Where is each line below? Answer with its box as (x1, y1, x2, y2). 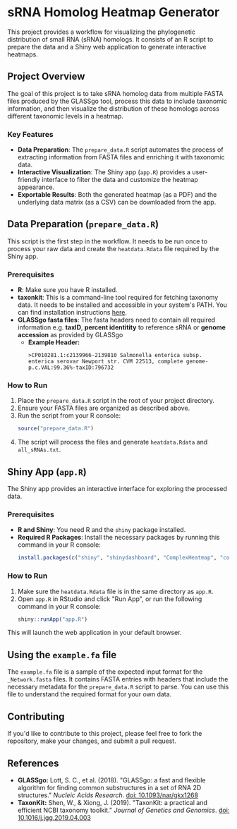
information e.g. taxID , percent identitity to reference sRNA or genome (17, 323, 226, 332)
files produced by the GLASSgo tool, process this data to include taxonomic (7, 97, 228, 105)
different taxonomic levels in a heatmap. (7, 111, 123, 120)
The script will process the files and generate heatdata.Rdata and (17, 438, 208, 447)
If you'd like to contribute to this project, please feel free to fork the (7, 730, 202, 738)
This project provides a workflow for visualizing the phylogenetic (7, 28, 196, 36)
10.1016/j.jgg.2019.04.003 (17, 813, 92, 822)
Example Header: (28, 338, 80, 346)
